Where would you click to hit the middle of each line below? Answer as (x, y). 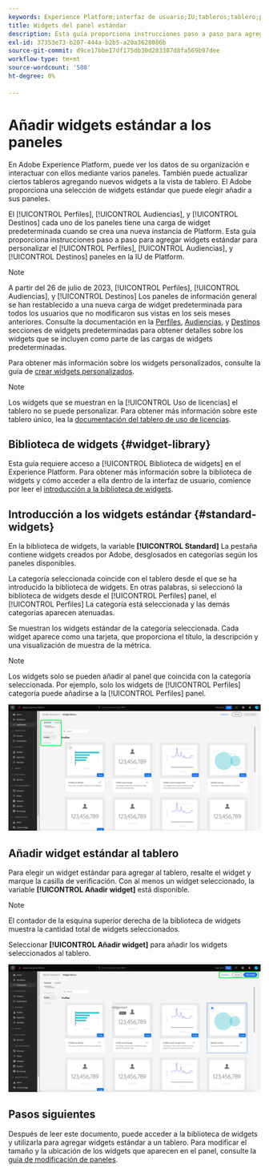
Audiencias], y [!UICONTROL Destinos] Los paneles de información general (133, 296)
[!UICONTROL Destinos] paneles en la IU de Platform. (96, 256)
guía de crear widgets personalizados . (71, 371)
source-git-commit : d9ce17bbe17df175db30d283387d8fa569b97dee (114, 51)
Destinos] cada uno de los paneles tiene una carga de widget (109, 222)
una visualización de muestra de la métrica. (80, 646)
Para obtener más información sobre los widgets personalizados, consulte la (134, 362)
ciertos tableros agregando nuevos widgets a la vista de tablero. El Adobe (130, 181)
